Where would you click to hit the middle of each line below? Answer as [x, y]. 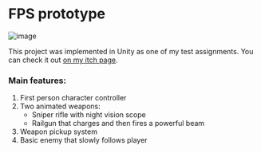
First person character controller [73, 98]
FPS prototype [57, 14]
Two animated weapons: [60, 106]
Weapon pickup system [59, 131]
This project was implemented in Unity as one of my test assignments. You [131, 51]
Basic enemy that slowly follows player [83, 140]
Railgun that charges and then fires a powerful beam [118, 124]
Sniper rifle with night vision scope [89, 115]
